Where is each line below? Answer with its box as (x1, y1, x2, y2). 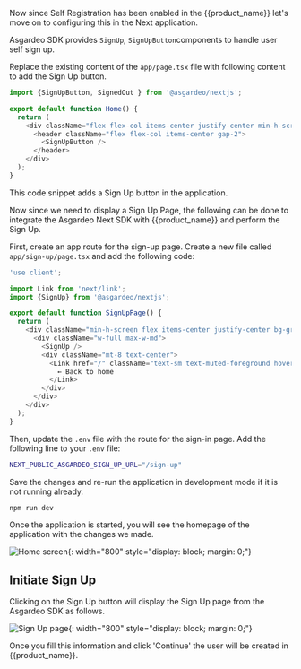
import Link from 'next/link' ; (9, 284, 126, 293)
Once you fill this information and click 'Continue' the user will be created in (9, 640, 289, 651)
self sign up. (9, 44, 56, 55)
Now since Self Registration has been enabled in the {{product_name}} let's (9, 8, 288, 18)
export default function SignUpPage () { (9, 308, 163, 317)
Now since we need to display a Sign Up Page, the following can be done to (9, 204, 289, 215)
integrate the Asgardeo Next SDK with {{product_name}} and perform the (9, 214, 280, 225)
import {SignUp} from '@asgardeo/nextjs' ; (9, 292, 170, 301)
